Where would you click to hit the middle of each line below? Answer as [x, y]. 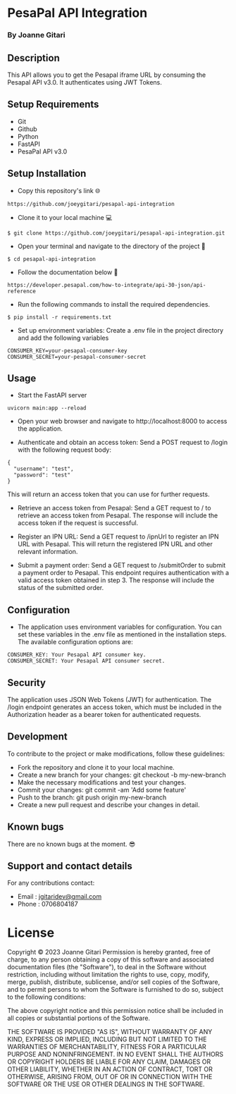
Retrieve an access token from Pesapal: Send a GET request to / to [114, 508]
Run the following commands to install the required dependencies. [113, 304]
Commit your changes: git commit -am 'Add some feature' [102, 789]
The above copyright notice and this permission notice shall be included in [115, 1011]
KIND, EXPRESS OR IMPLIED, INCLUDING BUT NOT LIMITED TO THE [107, 1039]
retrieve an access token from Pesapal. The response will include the [118, 515]
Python [28, 136]
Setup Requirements [53, 105]
